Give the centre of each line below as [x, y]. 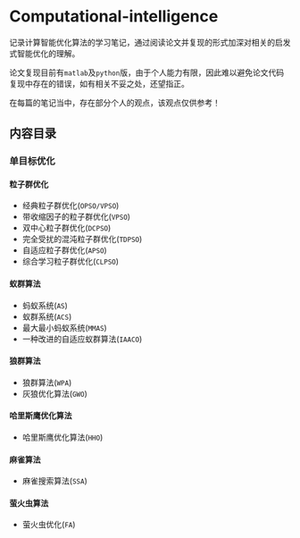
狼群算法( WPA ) [47, 382]
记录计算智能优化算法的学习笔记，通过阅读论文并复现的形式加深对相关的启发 [150, 42]
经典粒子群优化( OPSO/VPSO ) [71, 206]
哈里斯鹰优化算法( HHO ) [62, 437]
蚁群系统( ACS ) [47, 316]
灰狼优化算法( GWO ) [54, 393]
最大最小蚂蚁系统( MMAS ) [64, 327]
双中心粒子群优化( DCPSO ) [67, 228]
